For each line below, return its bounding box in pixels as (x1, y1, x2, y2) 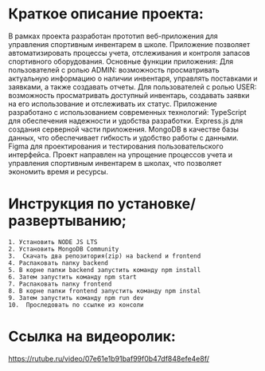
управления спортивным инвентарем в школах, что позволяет (8, 158, 222, 168)
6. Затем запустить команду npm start (8, 273, 137, 281)
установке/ (117, 195, 197, 213)
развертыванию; (8, 212, 127, 230)
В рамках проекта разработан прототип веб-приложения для (8, 31, 218, 41)
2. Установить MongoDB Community (8, 245, 119, 253)
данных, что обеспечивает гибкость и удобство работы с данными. (8, 132, 239, 142)
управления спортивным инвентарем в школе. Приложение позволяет (8, 39, 251, 49)
